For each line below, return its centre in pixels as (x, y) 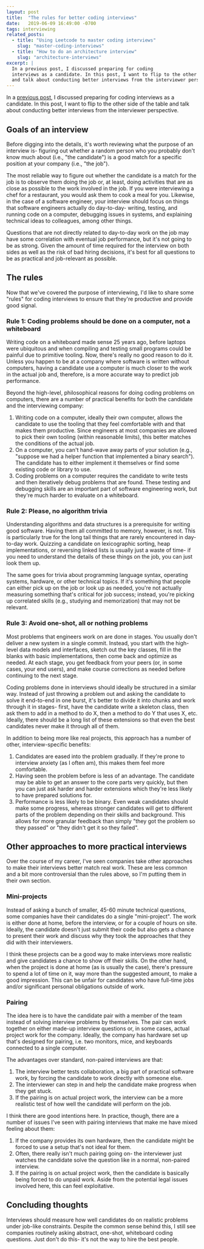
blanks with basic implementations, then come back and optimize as (92, 656)
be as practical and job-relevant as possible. (62, 258)
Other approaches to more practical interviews (97, 847)
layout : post (23, 12)
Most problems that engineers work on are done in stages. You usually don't (102, 636)
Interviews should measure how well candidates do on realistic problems (97, 1220)
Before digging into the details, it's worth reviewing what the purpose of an (100, 144)
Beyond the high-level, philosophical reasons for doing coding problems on (100, 393)
